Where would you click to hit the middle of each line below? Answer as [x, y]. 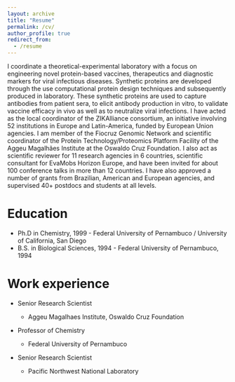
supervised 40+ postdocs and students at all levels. [82, 185]
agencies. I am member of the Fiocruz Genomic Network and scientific [109, 133]
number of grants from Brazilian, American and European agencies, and [111, 178]
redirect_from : [29, 40]
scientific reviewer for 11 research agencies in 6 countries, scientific [105, 156]
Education [38, 214]
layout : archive [31, 14]
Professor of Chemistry [51, 330]
